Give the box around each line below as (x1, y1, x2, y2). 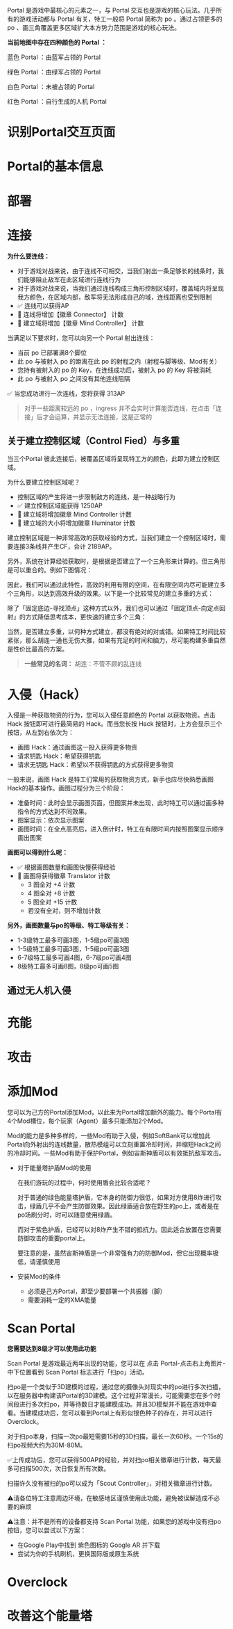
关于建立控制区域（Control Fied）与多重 (7, 435, 180, 446)
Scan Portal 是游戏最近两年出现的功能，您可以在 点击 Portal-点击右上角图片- (7, 1359, 226, 1368)
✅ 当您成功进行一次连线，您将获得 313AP (7, 389, 126, 398)
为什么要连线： (7, 252, 50, 260)
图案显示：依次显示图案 (17, 816, 85, 825)
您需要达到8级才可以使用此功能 (7, 1344, 97, 1352)
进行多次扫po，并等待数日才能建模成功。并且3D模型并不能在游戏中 (19, 1400, 212, 1408)
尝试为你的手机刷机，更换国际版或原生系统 (17, 1549, 139, 1557)
